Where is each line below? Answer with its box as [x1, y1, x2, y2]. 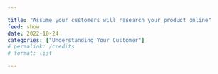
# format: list [7, 50, 53, 57]
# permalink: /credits [7, 43, 75, 51]
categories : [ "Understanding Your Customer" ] [7, 36, 145, 43]
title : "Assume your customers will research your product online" [7, 16, 212, 23]
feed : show [7, 23, 40, 31]
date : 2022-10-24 [7, 30, 59, 37]
